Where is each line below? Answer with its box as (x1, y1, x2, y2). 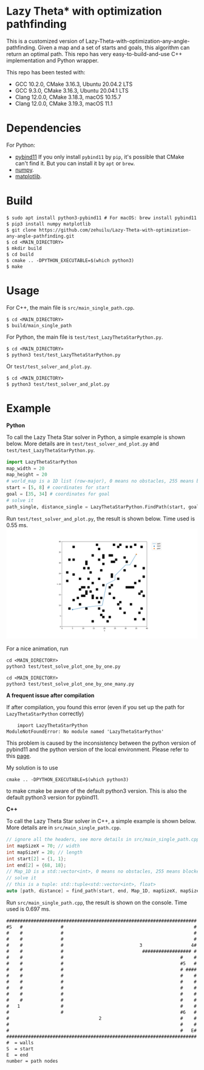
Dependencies (6, 121, 81, 135)
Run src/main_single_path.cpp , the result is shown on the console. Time (6, 899, 187, 906)
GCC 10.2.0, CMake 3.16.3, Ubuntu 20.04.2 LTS (15, 80, 133, 88)
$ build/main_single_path (6, 322, 72, 328)
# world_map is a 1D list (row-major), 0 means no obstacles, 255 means (6, 478, 194, 484)
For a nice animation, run (6, 645, 69, 653)
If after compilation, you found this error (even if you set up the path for (6, 704, 185, 711)
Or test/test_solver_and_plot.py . (6, 363, 92, 370)
